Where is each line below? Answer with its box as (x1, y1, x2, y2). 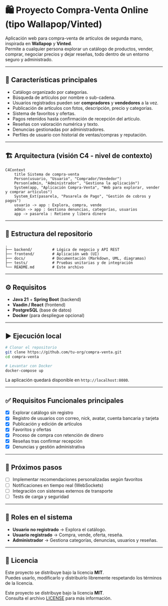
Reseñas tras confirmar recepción (12, 438, 82, 444)
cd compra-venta (5, 354, 39, 359)
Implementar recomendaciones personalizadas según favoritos (12, 477, 142, 483)
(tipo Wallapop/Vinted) (5, 19, 102, 30)
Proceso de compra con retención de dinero (12, 432, 104, 438)
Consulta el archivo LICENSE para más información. (5, 595, 112, 601)
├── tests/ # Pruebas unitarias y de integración (5, 260, 133, 265)
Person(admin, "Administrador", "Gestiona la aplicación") (14, 181, 140, 186)
